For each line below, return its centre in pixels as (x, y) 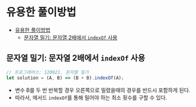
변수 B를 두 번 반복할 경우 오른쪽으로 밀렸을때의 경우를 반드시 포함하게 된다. (102, 90)
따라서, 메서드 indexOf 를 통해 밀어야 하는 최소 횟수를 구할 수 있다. (91, 97)
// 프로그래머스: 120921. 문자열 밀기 (48, 72)
